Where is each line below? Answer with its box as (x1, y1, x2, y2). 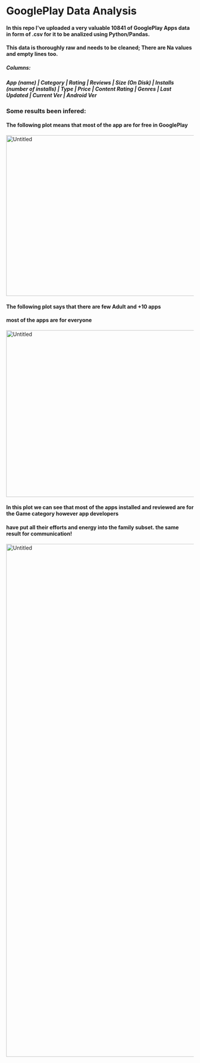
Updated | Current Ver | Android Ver (6, 92, 97, 99)
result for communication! (6, 530, 73, 537)
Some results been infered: (6, 107, 86, 115)
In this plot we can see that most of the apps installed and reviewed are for (6, 504, 194, 511)
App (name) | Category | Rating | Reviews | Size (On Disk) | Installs (6, 79, 174, 86)
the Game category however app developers (6, 510, 119, 518)
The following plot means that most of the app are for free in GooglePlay (6, 121, 188, 129)
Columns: (6, 64, 31, 71)
